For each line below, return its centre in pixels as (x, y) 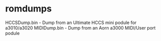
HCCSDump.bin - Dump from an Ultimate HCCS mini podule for (71, 22)
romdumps (28, 9)
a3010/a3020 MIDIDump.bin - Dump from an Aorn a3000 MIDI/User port (80, 27)
